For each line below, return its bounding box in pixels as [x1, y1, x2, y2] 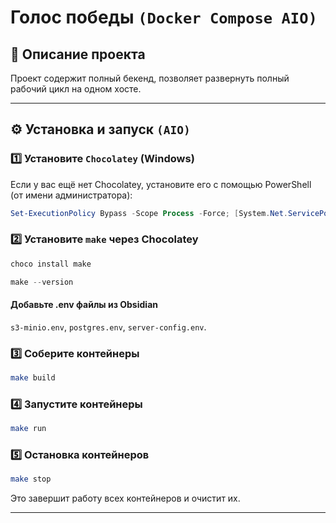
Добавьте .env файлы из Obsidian [10, 299, 158, 311]
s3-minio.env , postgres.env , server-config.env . [10, 321, 207, 333]
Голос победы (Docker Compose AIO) [10, 6, 318, 29]
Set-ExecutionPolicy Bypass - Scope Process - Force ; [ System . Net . [10, 208, 288, 218]
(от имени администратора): [10, 189, 133, 201]
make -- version [10, 277, 74, 287]
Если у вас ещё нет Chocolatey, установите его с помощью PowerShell [10, 178, 312, 190]
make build [10, 373, 56, 383]
